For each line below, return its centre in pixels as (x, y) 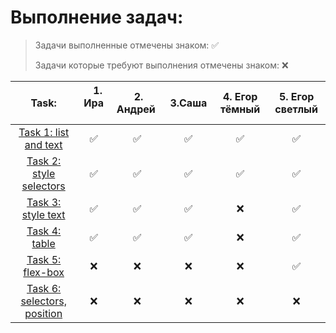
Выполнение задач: (97, 17)
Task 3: (44, 202)
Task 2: (44, 161)
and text (43, 144)
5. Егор (296, 96)
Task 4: (44, 231)
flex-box (44, 272)
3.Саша (188, 103)
